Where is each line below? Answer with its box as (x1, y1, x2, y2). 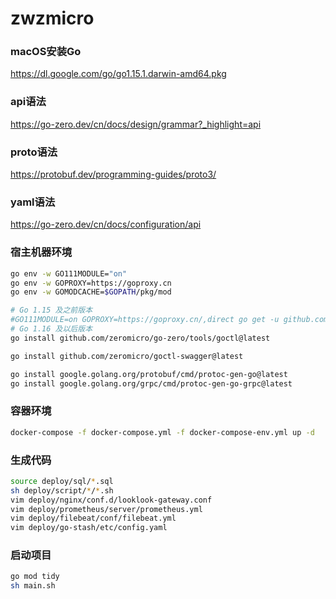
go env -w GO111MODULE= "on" (10, 268, 128, 279)
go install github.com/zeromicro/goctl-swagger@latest (10, 351, 244, 361)
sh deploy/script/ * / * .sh (10, 485, 114, 496)
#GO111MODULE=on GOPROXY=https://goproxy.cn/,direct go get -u (10, 315, 280, 325)
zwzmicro (10, 7, 95, 30)
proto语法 (10, 145, 58, 159)
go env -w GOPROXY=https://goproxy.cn (10, 278, 172, 288)
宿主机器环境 (10, 245, 73, 259)
